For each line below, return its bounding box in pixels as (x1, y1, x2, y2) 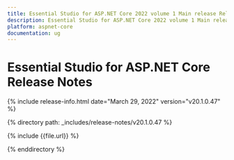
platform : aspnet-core (7, 23, 73, 30)
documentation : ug (7, 29, 61, 37)
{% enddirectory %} (7, 145, 65, 154)
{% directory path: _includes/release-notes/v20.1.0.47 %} (7, 118, 173, 127)
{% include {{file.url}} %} (7, 131, 79, 140)
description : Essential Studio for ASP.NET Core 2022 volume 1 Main (7, 17, 210, 24)
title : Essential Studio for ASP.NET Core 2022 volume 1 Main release (7, 10, 217, 17)
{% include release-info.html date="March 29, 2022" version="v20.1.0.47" (7, 97, 221, 106)
